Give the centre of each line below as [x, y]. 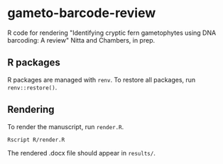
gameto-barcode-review [82, 13]
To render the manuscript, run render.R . [66, 126]
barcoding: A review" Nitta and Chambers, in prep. [81, 40]
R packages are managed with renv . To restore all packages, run [102, 80]
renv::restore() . [32, 87]
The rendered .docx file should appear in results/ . [82, 153]
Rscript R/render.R [36, 140]
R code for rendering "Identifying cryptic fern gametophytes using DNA [112, 33]
